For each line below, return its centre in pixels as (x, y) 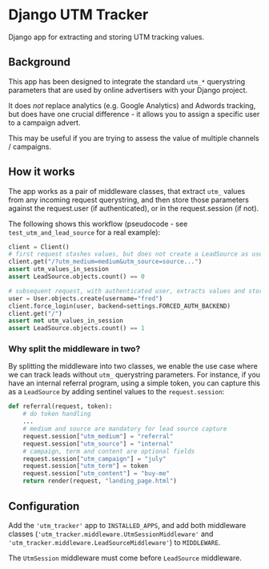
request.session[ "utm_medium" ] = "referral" (98, 436)
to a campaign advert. (44, 123)
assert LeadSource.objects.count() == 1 (77, 329)
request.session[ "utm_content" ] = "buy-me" (96, 474)
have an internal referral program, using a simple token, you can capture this (134, 383)
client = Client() (39, 247)
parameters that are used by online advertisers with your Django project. (128, 90)
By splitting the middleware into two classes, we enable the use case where (133, 366)
